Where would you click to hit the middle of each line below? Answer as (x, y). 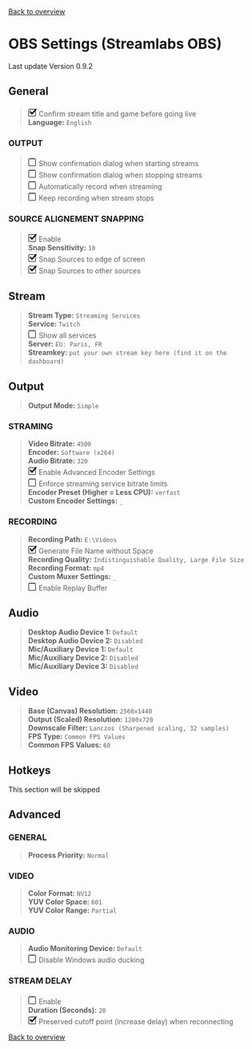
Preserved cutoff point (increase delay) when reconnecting (136, 1021)
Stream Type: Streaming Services (84, 315)
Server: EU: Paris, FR (65, 344)
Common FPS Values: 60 (69, 745)
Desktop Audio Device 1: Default (83, 632)
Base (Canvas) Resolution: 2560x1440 (90, 711)
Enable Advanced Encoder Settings (97, 472)
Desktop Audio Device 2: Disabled (85, 641)
